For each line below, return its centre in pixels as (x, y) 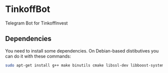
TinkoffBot (28, 9)
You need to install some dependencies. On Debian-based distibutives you (82, 50)
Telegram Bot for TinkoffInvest (36, 23)
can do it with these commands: (38, 56)
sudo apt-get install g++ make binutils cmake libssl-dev (67, 65)
